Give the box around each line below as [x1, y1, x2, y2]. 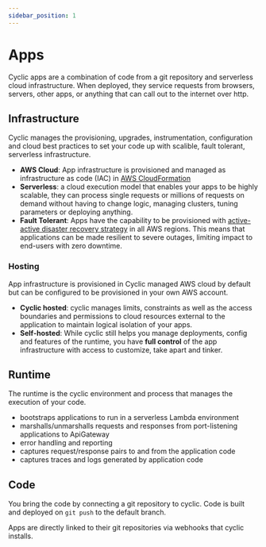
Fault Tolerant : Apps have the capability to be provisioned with [19, 216, 226, 225]
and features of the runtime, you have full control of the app [19, 337, 218, 346]
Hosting [8, 261, 40, 272]
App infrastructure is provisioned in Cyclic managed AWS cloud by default [8, 279, 251, 288]
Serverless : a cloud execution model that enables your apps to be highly [19, 182, 258, 191]
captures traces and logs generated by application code [19, 455, 204, 464]
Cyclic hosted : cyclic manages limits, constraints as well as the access [19, 302, 253, 312]
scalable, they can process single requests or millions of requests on [19, 191, 245, 200]
